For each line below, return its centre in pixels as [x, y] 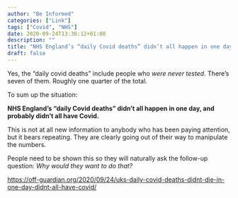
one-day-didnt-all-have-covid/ [52, 187]
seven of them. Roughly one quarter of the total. [77, 81]
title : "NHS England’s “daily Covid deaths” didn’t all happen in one [114, 47]
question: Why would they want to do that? [70, 165]
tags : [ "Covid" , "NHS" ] [42, 27]
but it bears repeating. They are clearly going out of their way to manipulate [118, 137]
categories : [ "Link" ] [39, 21]
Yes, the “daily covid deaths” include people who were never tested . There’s [118, 73]
